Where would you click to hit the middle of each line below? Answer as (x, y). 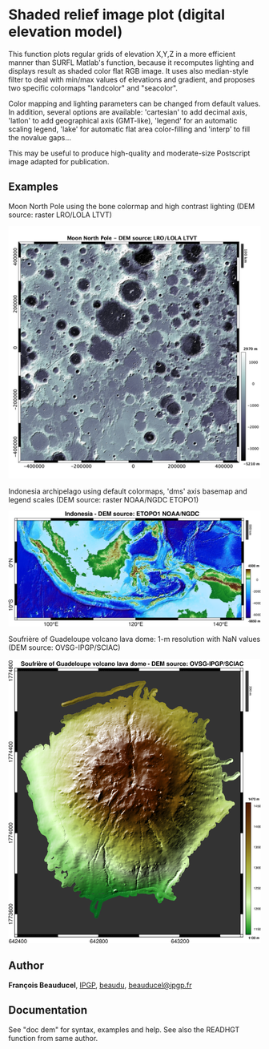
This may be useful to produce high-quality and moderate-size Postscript (129, 153)
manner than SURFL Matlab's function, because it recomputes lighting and (131, 63)
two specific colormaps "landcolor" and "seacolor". (93, 88)
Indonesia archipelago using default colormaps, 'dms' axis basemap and (128, 491)
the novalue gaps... (40, 137)
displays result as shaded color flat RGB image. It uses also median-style (128, 71)
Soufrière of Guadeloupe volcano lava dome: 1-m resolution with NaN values (134, 639)
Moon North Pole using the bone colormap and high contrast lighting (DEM (132, 206)
